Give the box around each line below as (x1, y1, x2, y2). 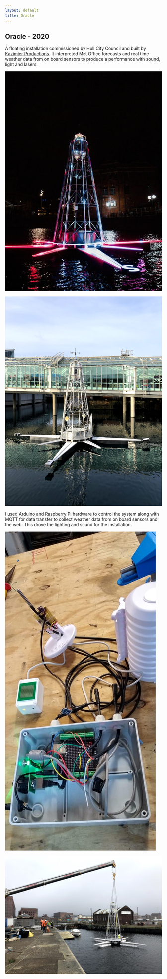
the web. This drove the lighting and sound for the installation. (5, 522, 132, 528)
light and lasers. (5, 61, 38, 67)
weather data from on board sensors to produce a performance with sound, (5, 56, 161, 62)
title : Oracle (5, 13, 35, 18)
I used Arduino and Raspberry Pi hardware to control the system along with (5, 511, 159, 517)
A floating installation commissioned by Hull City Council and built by (5, 45, 146, 52)
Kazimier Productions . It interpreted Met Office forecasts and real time (5, 51, 149, 57)
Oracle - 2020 (5, 32, 50, 41)
